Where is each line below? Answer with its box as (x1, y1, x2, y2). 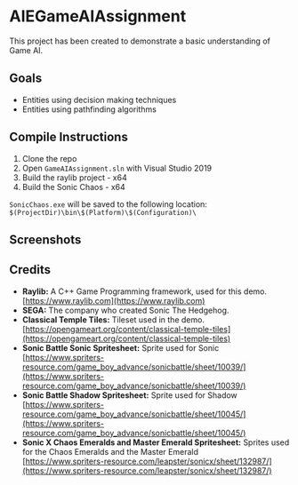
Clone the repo (21, 153, 77, 163)
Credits (9, 262, 52, 277)
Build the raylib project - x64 (21, 171, 127, 183)
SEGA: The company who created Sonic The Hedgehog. (21, 305, 230, 315)
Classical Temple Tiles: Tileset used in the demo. (21, 314, 205, 325)
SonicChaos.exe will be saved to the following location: (9, 198, 207, 210)
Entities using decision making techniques (21, 94, 177, 105)
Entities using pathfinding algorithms (21, 104, 157, 115)
